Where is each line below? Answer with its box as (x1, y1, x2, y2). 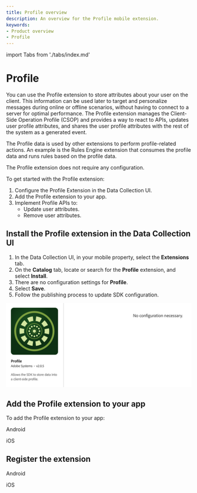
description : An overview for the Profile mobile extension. (6, 15, 159, 22)
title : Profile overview (6, 9, 67, 15)
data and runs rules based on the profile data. (6, 153, 117, 160)
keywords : (6, 22, 31, 28)
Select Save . (14, 285, 46, 292)
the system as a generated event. (6, 129, 87, 136)
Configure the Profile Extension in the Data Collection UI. (14, 187, 152, 194)
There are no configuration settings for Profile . (14, 278, 128, 285)
